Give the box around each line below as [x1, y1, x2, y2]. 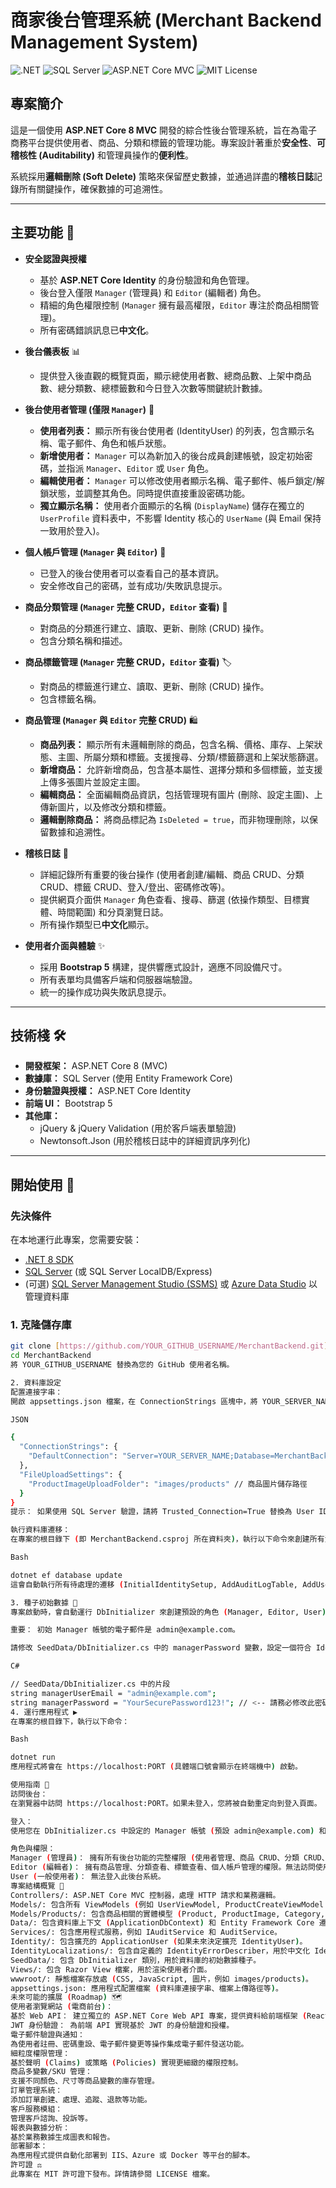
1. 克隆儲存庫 [10, 1317, 72, 1331]
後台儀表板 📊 [24, 345, 81, 357]
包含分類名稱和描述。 [39, 634, 128, 646]
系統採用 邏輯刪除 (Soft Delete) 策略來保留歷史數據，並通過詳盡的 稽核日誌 [10, 170, 314, 182]
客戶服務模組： [10, 2104, 63, 2114]
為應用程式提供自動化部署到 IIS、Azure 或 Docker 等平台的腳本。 [10, 2151, 255, 2161]
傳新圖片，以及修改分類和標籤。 [39, 801, 172, 813]
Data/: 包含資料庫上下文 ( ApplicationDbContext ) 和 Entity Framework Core [10, 1918, 315, 1928]
